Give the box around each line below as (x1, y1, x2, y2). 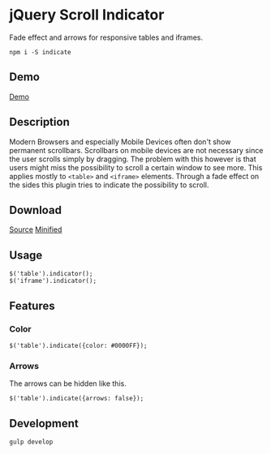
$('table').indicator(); (9, 270, 93, 278)
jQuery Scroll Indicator (9, 6, 165, 24)
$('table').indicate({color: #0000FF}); (9, 341, 148, 349)
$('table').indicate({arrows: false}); (9, 395, 144, 403)
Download (9, 203, 62, 216)
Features (9, 298, 55, 313)
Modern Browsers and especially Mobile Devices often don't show (9, 136, 231, 147)
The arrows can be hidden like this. (9, 379, 127, 388)
